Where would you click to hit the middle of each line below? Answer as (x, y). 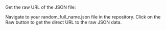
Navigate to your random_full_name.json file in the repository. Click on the (83, 17)
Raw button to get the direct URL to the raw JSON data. (64, 22)
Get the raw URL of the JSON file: (41, 7)
